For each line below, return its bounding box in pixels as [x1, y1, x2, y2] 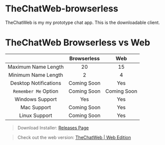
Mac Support [20, 104, 51, 111]
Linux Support [19, 112, 52, 119]
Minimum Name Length [8, 71, 63, 78]
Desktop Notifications [10, 79, 61, 86]
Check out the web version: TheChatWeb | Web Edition [17, 134, 131, 140]
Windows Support [14, 96, 57, 103]
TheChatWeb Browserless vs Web [5, 37, 150, 48]
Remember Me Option [13, 88, 58, 95]
